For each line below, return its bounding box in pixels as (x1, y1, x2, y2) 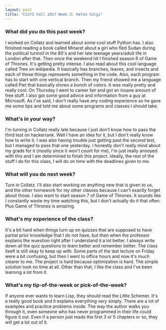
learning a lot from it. (5, 269, 48, 275)
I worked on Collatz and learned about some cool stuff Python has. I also (5, 39, 154, 45)
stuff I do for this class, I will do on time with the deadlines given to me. (5, 159, 150, 165)
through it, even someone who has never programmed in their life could (5, 309, 152, 315)
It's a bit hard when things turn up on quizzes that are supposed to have (5, 227, 152, 233)
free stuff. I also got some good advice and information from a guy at (5, 92, 146, 98)
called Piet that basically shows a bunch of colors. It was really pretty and (5, 82, 156, 87)
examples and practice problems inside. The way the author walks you (5, 303, 150, 309)
